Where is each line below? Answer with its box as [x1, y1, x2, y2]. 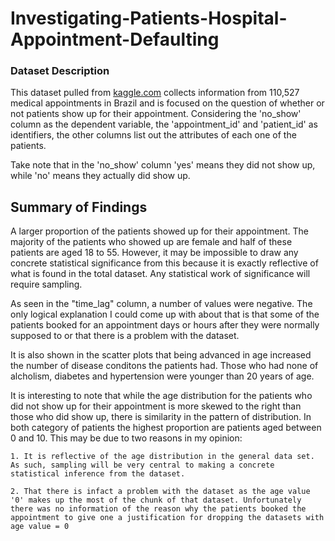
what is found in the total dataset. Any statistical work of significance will [10, 268, 311, 280]
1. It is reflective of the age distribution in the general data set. [10, 452, 315, 462]
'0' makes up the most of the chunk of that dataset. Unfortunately [10, 495, 302, 506]
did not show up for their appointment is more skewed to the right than [10, 400, 302, 412]
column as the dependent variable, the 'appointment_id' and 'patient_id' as [10, 118, 318, 131]
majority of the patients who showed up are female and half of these [10, 236, 293, 248]
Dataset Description [10, 64, 110, 78]
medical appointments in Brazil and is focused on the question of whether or [10, 97, 325, 109]
